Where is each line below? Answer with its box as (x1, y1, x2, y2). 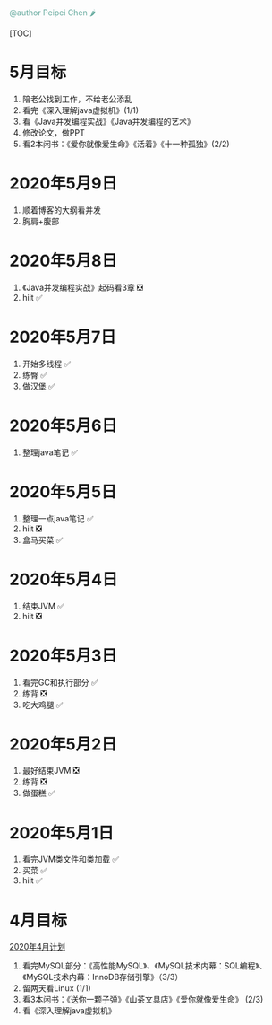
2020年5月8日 (9, 250, 118, 271)
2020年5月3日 (9, 645, 118, 666)
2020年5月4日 (9, 569, 118, 590)
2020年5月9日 (9, 173, 118, 194)
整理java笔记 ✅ (21, 447, 79, 458)
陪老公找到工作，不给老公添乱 (21, 93, 132, 104)
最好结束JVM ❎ (21, 766, 80, 776)
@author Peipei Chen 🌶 (9, 7, 97, 18)
